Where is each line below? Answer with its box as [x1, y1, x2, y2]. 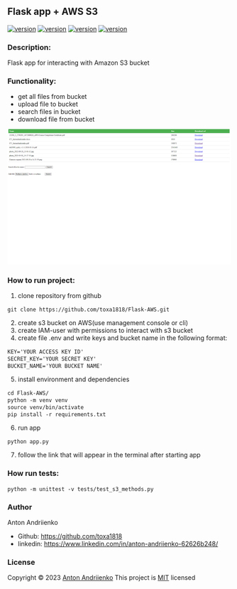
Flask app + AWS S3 [7, 6, 98, 18]
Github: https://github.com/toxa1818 [17, 531, 123, 540]
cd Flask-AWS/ [7, 390, 50, 397]
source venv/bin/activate [7, 404, 84, 411]
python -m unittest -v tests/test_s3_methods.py [7, 485, 154, 493]
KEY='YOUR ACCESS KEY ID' [7, 349, 84, 356]
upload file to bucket [17, 100, 78, 109]
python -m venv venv [7, 397, 69, 404]
